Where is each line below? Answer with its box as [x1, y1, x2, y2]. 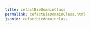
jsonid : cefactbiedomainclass [5, 16, 68, 21]
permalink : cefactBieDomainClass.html [5, 12, 86, 17]
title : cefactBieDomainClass [5, 7, 66, 12]
